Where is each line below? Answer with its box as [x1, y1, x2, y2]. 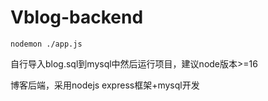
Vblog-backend [10, 6, 144, 29]
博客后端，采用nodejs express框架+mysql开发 [10, 79, 200, 91]
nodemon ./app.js [10, 39, 83, 49]
